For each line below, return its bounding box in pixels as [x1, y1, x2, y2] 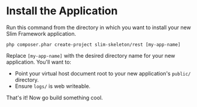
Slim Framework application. [6, 30, 77, 37]
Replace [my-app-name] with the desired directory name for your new [6, 52, 175, 59]
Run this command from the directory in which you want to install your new [6, 24, 192, 31]
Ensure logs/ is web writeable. [14, 82, 91, 90]
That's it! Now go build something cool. [6, 94, 103, 101]
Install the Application [6, 4, 118, 18]
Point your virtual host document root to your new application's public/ [14, 70, 191, 77]
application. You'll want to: [6, 58, 72, 65]
